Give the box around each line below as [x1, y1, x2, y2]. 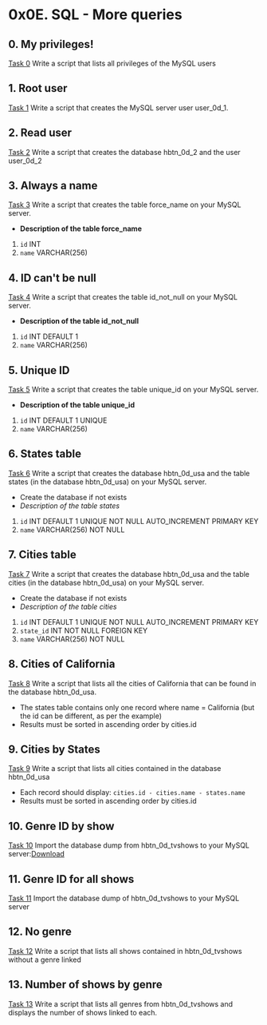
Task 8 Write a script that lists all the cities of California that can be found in [8, 678, 257, 688]
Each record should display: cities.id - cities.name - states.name [19, 788, 245, 797]
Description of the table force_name [19, 224, 142, 233]
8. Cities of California [8, 658, 116, 671]
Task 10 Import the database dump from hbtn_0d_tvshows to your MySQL [8, 840, 249, 850]
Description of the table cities [19, 602, 117, 611]
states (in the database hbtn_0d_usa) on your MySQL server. [8, 477, 207, 487]
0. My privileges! [8, 38, 94, 51]
